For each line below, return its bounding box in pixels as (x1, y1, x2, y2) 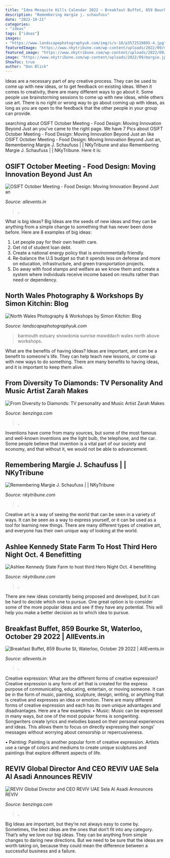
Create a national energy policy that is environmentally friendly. (12, 249, 145, 256)
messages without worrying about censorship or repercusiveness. (5, 729, 143, 735)
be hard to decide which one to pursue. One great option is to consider (5, 599, 153, 605)
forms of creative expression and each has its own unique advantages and (5, 702, 161, 708)
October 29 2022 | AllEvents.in (5, 632, 105, 641)
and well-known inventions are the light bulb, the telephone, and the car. (5, 435, 156, 441)
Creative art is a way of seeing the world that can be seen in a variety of (5, 512, 156, 518)
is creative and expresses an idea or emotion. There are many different (5, 697, 153, 703)
